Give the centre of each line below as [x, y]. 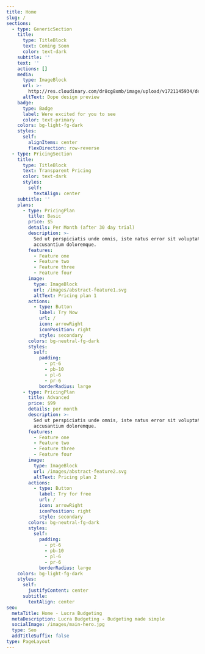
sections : [19, 23]
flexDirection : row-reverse [64, 148]
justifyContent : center [58, 591]
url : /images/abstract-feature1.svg [80, 290]
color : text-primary [49, 120]
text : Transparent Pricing [57, 171]
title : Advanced [49, 398]
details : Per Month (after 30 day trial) [82, 228]
